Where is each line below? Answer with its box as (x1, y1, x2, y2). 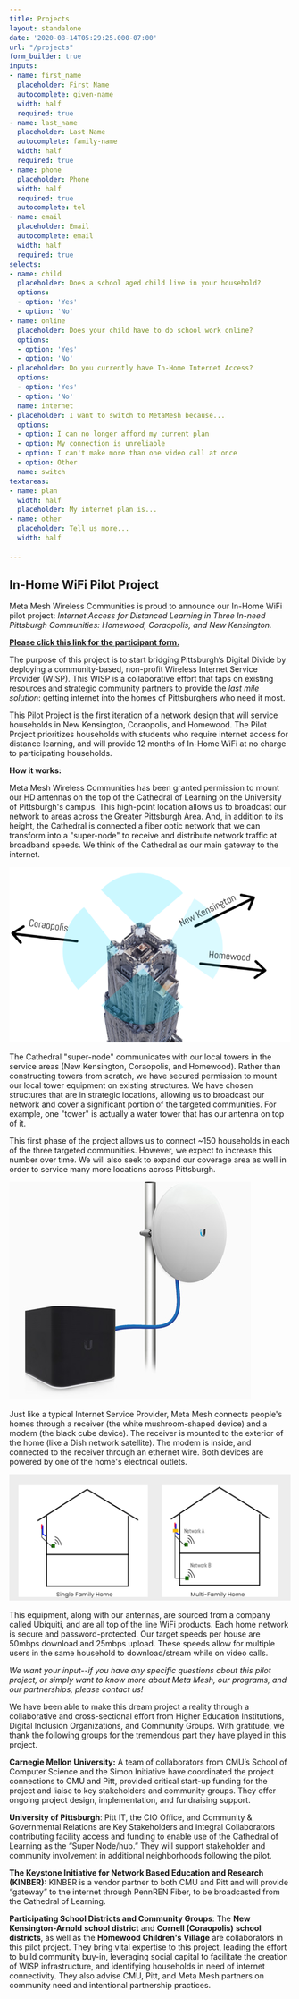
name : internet (17, 401, 74, 411)
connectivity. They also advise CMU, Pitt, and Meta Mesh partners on (9, 1969, 265, 1981)
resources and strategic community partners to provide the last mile (9, 683, 260, 693)
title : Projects (9, 14, 70, 23)
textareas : (9, 477, 50, 486)
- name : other (9, 515, 62, 523)
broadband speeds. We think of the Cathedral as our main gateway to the (9, 839, 279, 850)
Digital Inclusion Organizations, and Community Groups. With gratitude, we (9, 1720, 285, 1731)
